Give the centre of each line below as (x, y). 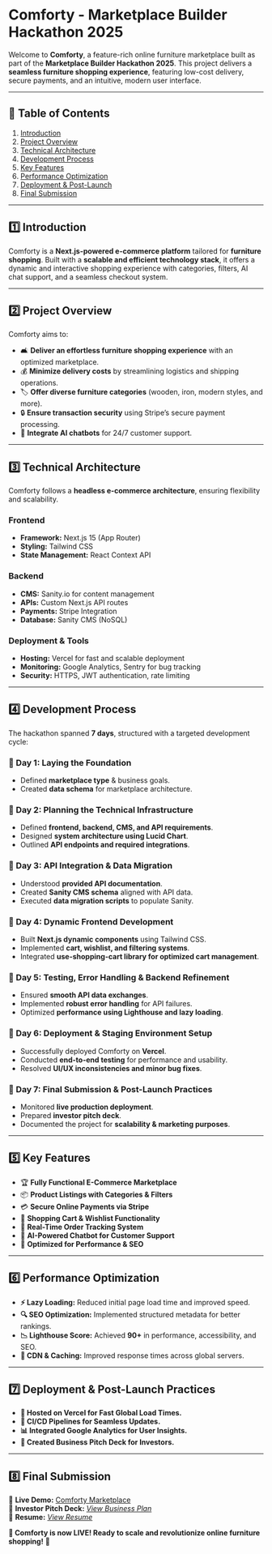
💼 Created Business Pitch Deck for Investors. (97, 1442)
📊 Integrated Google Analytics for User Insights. (104, 1431)
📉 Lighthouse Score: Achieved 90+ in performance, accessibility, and (138, 1335)
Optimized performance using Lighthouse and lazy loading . (121, 1012)
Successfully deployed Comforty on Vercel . (93, 1051)
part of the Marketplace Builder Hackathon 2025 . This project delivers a (130, 63)
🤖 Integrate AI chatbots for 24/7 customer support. (106, 433)
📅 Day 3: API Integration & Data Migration (90, 866)
